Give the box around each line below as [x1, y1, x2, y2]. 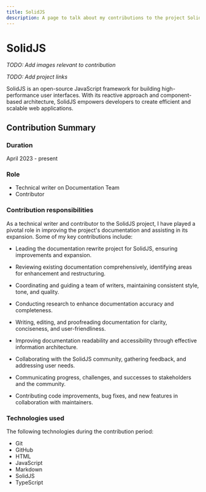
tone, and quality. [15, 288, 59, 295]
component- [160, 91, 192, 99]
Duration [6, 140, 33, 149]
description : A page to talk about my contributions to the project [6, 15, 185, 21]
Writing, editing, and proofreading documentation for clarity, [15, 318, 167, 326]
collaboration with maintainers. [15, 398, 93, 406]
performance [6, 91, 40, 99]
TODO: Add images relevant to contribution [6, 61, 116, 69]
